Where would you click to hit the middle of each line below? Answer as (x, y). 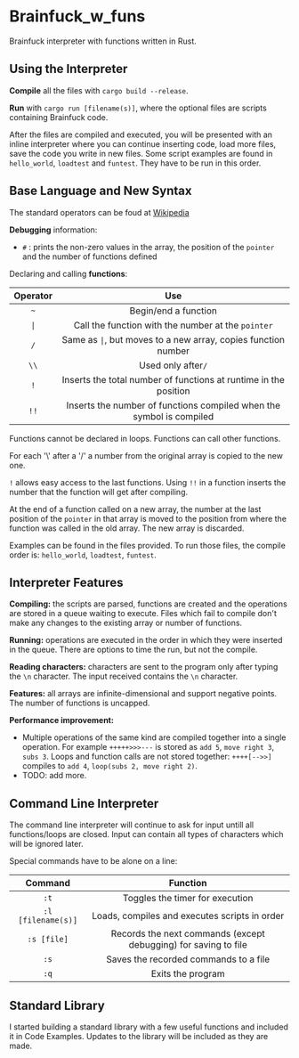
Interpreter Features (66, 582)
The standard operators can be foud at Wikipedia (99, 212)
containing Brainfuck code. (59, 117)
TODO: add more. (54, 776)
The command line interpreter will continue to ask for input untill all (132, 825)
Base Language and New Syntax (101, 191)
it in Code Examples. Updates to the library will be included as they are (139, 1036)
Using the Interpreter (69, 69)
